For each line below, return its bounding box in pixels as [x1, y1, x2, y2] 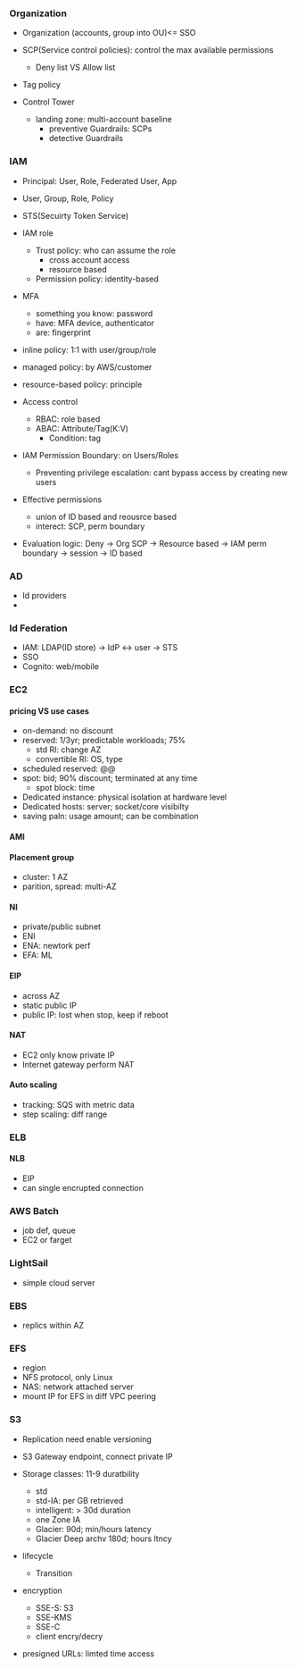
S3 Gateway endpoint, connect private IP [21, 1451, 174, 1462]
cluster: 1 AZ [21, 872, 69, 883]
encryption [21, 1585, 62, 1596]
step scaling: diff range [21, 1109, 108, 1119]
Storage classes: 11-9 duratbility [21, 1468, 140, 1479]
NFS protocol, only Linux [21, 1372, 113, 1383]
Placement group [9, 851, 75, 862]
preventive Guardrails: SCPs [48, 123, 153, 134]
